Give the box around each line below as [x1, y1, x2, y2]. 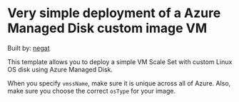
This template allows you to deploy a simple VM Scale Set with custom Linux [7, 57, 233, 66]
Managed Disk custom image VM [7, 20, 208, 36]
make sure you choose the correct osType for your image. [7, 86, 176, 95]
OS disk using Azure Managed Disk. [7, 65, 113, 73]
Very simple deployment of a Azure [7, 5, 221, 21]
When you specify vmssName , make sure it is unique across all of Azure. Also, [7, 78, 231, 87]
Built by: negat [7, 44, 50, 52]
